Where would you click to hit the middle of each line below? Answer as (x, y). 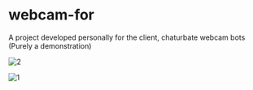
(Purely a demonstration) (50, 45)
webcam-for (52, 15)
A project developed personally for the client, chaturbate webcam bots (127, 37)
